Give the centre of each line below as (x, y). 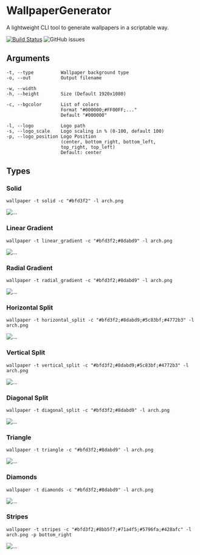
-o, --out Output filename (54, 78)
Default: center (81, 152)
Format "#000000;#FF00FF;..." (99, 110)
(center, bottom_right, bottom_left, (108, 142)
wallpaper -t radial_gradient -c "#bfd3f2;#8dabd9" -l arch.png (89, 281)
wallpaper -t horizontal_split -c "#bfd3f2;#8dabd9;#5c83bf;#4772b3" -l (100, 320)
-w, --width (21, 88)
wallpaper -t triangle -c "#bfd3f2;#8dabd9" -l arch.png (80, 450)
